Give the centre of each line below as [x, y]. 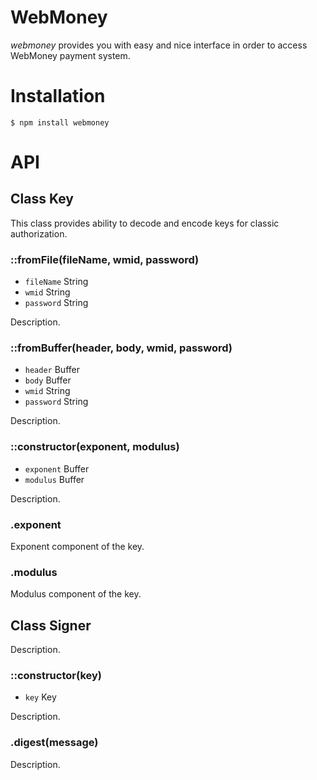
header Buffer [52, 370]
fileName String [56, 282]
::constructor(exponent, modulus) [95, 447]
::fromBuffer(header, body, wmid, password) [121, 348]
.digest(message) [54, 743]
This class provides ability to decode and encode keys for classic [145, 223]
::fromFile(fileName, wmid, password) [105, 259]
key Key [40, 697]
